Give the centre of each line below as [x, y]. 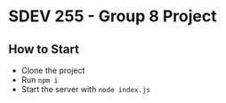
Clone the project [53, 70]
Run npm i [40, 80]
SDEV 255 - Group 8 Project [113, 16]
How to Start [44, 49]
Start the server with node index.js [85, 89]
